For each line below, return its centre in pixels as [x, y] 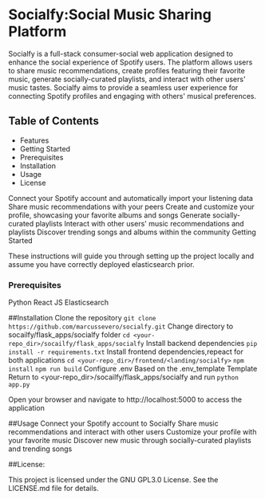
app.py [19, 385]
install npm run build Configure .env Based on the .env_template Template [133, 369]
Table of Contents [54, 121]
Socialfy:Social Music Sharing [110, 15]
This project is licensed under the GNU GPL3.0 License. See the [113, 480]
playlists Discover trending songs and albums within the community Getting [132, 232]
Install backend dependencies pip [202, 344]
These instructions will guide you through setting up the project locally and [131, 256]
